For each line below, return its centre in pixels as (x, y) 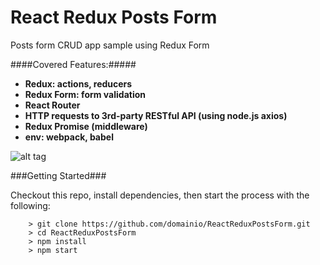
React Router (52, 105)
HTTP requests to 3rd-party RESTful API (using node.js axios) (156, 115)
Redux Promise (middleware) (86, 126)
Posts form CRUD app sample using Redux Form (110, 45)
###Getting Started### (58, 175)
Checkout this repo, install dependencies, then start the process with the (160, 195)
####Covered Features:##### (73, 64)
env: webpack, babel (69, 137)
